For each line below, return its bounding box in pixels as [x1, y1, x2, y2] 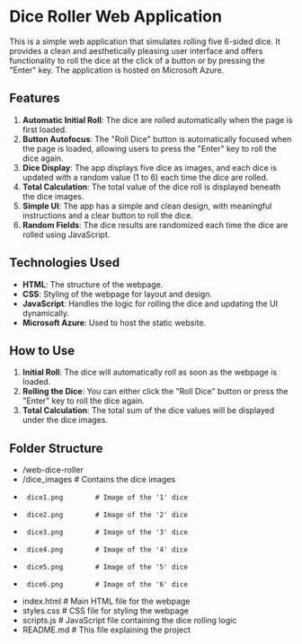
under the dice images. [22, 415, 108, 426]
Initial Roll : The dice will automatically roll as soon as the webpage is [22, 366, 278, 378]
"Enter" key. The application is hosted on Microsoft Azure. [9, 65, 225, 75]
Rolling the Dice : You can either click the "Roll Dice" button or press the [22, 386, 289, 397]
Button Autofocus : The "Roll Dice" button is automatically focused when [22, 133, 292, 145]
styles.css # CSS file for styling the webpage [22, 605, 190, 616]
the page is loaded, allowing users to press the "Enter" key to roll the [22, 143, 277, 154]
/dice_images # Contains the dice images [22, 474, 176, 485]
